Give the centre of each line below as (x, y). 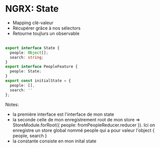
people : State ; (26, 71)
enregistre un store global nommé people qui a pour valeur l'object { (84, 130)
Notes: (12, 104)
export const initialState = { (38, 81)
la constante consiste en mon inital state (55, 141)
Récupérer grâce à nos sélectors (46, 28)
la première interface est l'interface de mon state (63, 114)
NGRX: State (32, 9)
